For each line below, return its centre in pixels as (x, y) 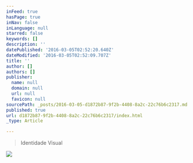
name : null (25, 83)
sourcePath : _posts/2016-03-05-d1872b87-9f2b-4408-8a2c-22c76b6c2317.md (97, 104)
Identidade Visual (41, 143)
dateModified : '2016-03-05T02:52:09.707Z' (59, 55)
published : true (26, 110)
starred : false (25, 34)
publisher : (19, 77)
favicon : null (28, 99)
